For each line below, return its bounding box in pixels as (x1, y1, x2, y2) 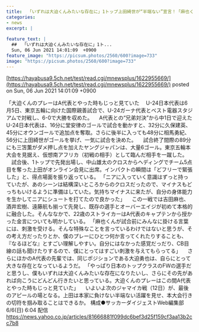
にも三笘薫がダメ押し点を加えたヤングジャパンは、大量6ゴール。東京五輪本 (6, 143, 191, 151)
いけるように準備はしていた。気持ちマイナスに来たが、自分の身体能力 (21, 188, 192, 195)
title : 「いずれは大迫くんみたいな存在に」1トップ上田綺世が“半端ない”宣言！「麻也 (6, 8, 190, 15)
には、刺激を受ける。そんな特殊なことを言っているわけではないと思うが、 (6, 225, 188, 232)
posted (172, 80, 190, 88)
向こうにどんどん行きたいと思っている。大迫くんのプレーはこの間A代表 (16, 276, 191, 284)
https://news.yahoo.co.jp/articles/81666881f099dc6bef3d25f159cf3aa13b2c (6, 313, 192, 320)
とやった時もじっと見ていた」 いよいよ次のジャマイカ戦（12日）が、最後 (6, 284, 189, 291)
